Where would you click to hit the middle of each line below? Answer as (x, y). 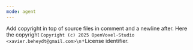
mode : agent (21, 11)
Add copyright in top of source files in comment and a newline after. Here (97, 28)
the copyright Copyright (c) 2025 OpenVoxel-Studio (70, 34)
